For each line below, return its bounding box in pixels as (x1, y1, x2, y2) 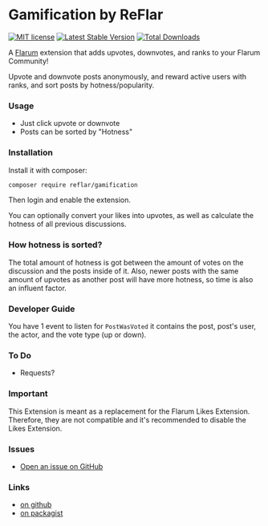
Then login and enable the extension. (8, 195, 131, 205)
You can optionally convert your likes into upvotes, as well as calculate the (8, 211, 254, 221)
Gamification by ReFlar (8, 6, 164, 24)
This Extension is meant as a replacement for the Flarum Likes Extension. (8, 407, 250, 416)
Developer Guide (8, 303, 75, 314)
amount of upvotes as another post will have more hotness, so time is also (8, 274, 254, 284)
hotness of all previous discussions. (8, 219, 127, 229)
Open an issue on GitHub (19, 461, 104, 471)
